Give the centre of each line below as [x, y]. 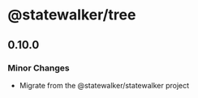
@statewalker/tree [72, 15]
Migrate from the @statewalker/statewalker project [104, 85]
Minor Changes [39, 68]
